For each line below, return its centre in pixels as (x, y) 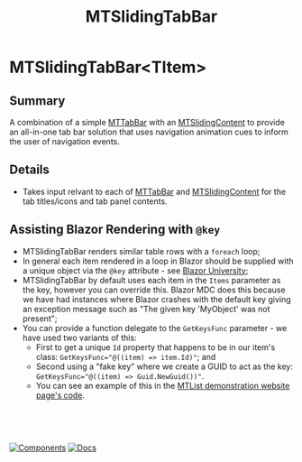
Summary (37, 101)
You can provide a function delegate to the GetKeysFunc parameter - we (155, 328)
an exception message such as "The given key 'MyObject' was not (146, 309)
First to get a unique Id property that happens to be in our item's (156, 347)
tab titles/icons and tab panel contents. (95, 201)
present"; (40, 319)
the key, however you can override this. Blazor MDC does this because (154, 290)
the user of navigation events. (64, 141)
